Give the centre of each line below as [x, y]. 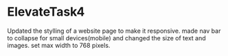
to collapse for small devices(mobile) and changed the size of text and [106, 38]
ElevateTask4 [46, 12]
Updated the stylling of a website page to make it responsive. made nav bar [114, 31]
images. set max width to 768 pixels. [59, 45]
